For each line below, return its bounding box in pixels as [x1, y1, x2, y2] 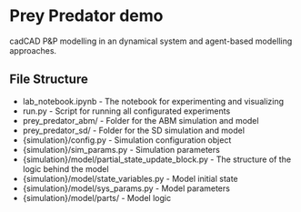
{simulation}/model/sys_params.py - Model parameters [22, 183, 230, 194]
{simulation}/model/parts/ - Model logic [22, 192, 171, 203]
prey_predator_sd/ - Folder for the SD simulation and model [22, 125, 246, 136]
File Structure [9, 72, 88, 87]
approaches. [9, 45, 57, 56]
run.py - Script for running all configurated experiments [22, 106, 231, 116]
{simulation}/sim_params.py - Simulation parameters [22, 144, 220, 155]
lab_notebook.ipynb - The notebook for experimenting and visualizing [22, 96, 285, 106]
